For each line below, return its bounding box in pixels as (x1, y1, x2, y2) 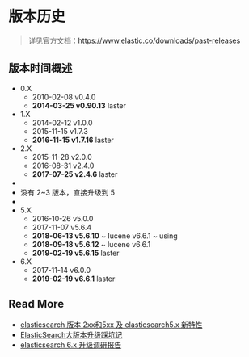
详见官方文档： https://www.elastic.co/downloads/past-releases (27, 36, 241, 45)
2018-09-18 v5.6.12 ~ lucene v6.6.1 (32, 239, 151, 249)
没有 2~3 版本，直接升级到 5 (19, 187, 116, 197)
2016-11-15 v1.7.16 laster (32, 135, 115, 145)
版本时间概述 (8, 61, 73, 75)
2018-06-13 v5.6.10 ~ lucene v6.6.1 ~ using (32, 231, 178, 241)
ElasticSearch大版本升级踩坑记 (19, 330, 123, 339)
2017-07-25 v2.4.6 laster (32, 169, 118, 178)
